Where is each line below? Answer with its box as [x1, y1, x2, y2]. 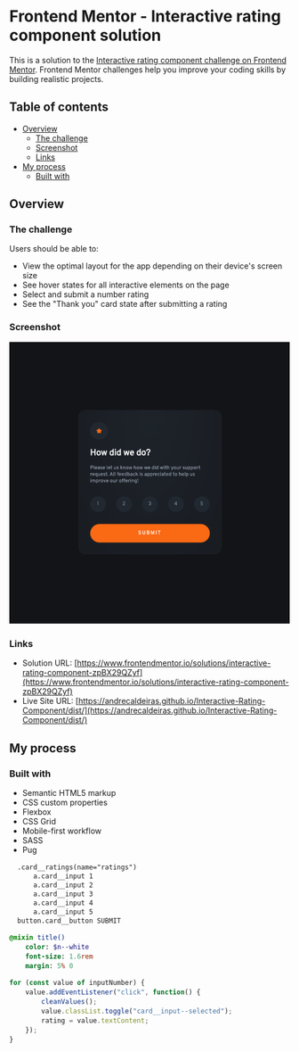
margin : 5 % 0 [25, 961, 74, 970]
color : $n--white [25, 942, 90, 951]
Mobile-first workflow [21, 825, 102, 836]
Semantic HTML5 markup [21, 787, 117, 798]
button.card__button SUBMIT [17, 916, 122, 925]
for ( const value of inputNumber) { [9, 979, 145, 988]
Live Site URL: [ [21, 696, 79, 707]
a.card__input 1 [32, 872, 93, 881]
